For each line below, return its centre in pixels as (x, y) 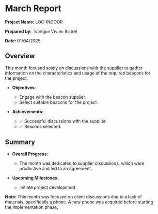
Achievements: (28, 111)
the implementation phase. (32, 207)
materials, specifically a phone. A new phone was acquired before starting (79, 202)
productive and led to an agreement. (55, 168)
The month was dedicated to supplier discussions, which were (82, 163)
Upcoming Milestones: (35, 178)
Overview (20, 56)
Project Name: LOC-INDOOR (34, 22)
